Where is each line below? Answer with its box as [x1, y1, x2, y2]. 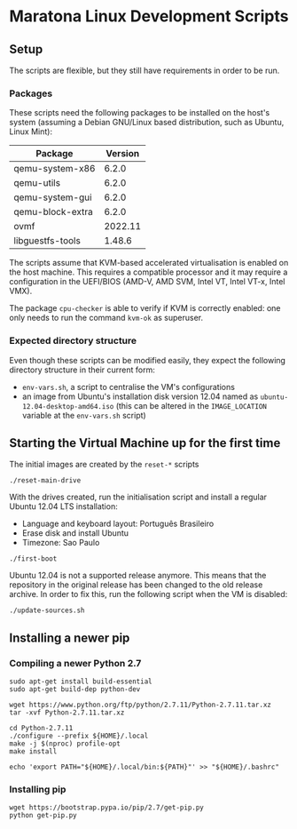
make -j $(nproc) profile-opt [9, 739, 121, 748]
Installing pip [9, 784, 66, 796]
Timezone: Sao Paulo [21, 538, 100, 548]
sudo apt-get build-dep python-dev [9, 685, 141, 694]
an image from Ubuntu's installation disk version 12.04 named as [21, 391, 259, 402]
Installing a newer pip [9, 630, 130, 645]
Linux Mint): [9, 126, 53, 137]
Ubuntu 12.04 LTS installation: [9, 501, 118, 512]
